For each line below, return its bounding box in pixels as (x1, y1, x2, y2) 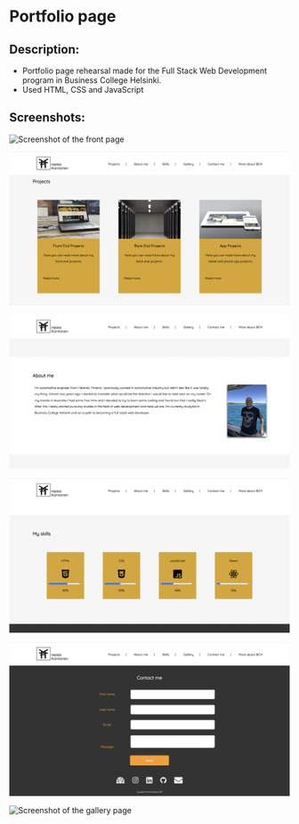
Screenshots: (9, 110, 86, 126)
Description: (9, 42, 80, 57)
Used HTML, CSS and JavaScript (21, 85, 144, 95)
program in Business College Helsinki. (21, 75, 162, 86)
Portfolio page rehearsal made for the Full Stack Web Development (21, 65, 267, 76)
